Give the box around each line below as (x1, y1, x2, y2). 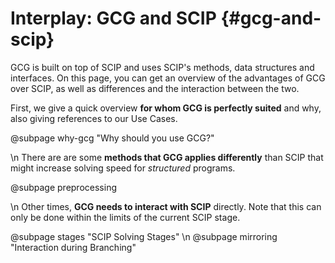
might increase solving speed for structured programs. (10, 162, 236, 174)
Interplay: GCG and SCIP (10, 7, 217, 30)
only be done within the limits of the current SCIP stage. (10, 211, 241, 223)
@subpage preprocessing (10, 181, 117, 193)
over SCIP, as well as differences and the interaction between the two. (10, 82, 300, 94)
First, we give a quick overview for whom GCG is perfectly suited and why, (10, 102, 322, 114)
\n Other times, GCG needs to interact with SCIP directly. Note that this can (10, 200, 322, 212)
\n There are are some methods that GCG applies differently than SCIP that (10, 151, 324, 163)
